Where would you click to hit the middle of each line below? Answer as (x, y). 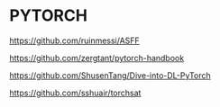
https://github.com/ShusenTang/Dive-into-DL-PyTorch (110, 75)
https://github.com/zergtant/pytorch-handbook (97, 58)
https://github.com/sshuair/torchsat (75, 93)
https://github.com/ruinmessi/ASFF (74, 40)
